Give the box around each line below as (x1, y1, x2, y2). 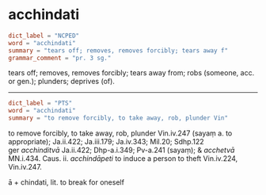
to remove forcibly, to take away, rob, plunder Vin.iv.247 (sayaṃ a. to (8, 128, 233, 138)
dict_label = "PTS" (8, 99, 73, 108)
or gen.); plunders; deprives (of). (8, 77, 115, 86)
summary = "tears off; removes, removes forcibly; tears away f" (8, 46, 228, 55)
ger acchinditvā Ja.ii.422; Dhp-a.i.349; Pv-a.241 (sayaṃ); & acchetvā (8, 145, 235, 155)
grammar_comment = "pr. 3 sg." (8, 54, 112, 62)
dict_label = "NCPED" (8, 32, 80, 40)
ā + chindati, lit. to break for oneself (8, 178, 125, 187)
